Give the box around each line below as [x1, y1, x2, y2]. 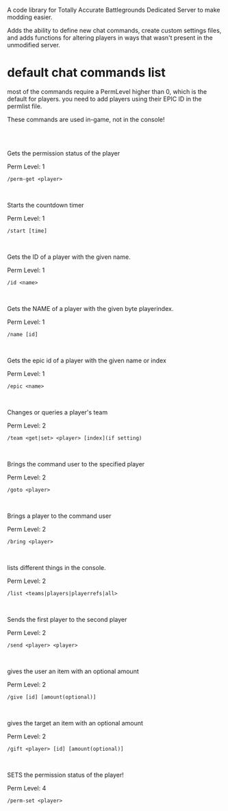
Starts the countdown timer [7, 201, 84, 209]
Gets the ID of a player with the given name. [7, 253, 131, 261]
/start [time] [7, 227, 48, 234]
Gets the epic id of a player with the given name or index [7, 356, 166, 364]
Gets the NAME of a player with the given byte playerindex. [7, 304, 174, 312]
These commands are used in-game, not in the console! [7, 115, 165, 123]
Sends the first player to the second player [7, 615, 127, 623]
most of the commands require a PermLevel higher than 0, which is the [7, 87, 207, 95]
